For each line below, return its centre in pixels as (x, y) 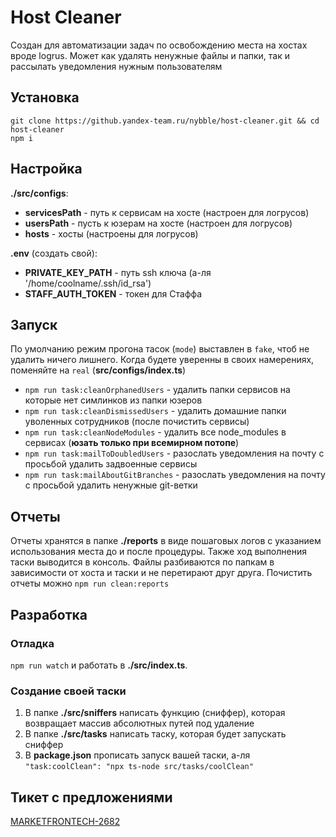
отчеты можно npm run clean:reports (90, 583)
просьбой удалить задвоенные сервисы (111, 464)
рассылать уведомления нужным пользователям (116, 66)
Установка (45, 97)
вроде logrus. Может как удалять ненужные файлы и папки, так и (150, 55)
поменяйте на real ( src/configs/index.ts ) (98, 370)
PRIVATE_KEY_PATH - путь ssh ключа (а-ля (118, 272)
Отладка (32, 643)
